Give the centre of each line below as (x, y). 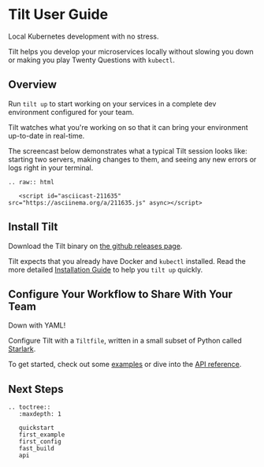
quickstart (37, 428)
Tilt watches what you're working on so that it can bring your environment (128, 127)
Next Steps (36, 389)
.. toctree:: (30, 407)
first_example (42, 435)
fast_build (37, 449)
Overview (33, 85)
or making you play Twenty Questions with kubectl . (91, 60)
